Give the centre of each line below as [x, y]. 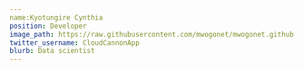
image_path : [32, 34]
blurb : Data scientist [52, 51]
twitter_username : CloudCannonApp [75, 43]
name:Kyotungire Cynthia [56, 17]
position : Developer [49, 26]
